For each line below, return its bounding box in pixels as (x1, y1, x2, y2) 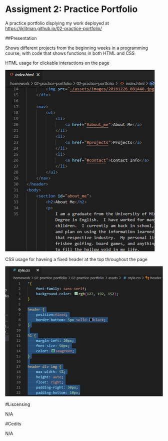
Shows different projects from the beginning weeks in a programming (5, 45, 148, 51)
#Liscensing (5, 401, 30, 407)
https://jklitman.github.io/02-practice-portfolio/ (5, 25, 102, 31)
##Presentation (5, 35, 37, 41)
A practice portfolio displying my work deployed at (5, 20, 109, 26)
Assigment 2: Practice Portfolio (5, 4, 138, 15)
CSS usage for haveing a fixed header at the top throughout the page (5, 256, 147, 262)
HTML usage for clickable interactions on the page (5, 60, 110, 66)
